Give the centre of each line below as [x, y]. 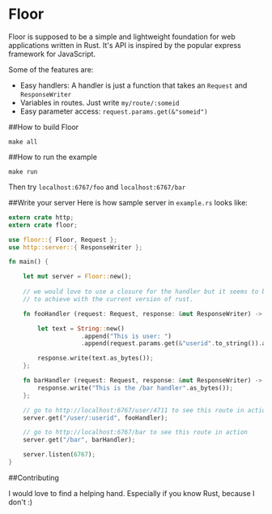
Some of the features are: [51, 69]
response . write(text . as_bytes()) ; [96, 358]
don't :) [21, 502]
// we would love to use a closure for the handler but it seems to [141, 292]
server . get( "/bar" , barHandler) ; [79, 440]
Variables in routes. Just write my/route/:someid [100, 102]
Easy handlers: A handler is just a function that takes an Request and [134, 85]
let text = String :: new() [81, 328]
